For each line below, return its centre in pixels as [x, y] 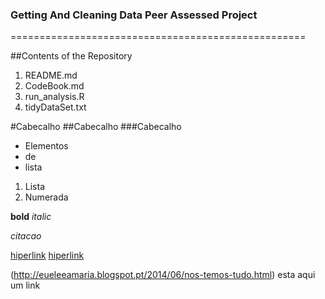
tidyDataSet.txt [55, 107]
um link [25, 285]
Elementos [46, 146]
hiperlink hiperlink [47, 255]
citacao [26, 236]
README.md [51, 75]
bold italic [31, 217]
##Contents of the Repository [71, 56]
